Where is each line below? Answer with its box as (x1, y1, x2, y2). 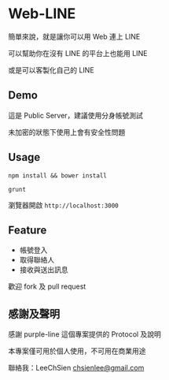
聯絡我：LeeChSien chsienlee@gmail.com (8, 363, 145, 373)
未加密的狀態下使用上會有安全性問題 (8, 127, 126, 136)
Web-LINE (8, 5, 76, 23)
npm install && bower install (8, 171, 108, 180)
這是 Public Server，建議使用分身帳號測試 (8, 110, 144, 120)
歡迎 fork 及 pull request (8, 281, 86, 292)
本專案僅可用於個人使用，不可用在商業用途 (8, 346, 146, 356)
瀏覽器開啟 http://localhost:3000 (8, 200, 119, 210)
